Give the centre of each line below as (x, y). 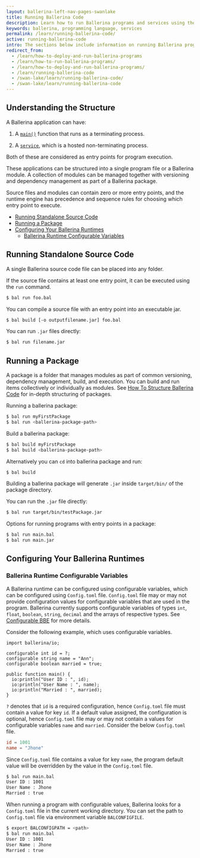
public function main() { (38, 674)
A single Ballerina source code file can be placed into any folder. (85, 269)
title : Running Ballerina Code (45, 17)
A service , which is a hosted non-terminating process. (82, 145)
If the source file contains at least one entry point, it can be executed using (98, 280)
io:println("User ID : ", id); (50, 679)
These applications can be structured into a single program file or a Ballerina (100, 168)
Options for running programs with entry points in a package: (81, 524)
